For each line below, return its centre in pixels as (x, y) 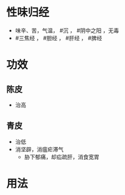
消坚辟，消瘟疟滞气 (39, 149)
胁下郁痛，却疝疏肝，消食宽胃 (62, 157)
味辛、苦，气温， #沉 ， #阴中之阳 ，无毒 (67, 30)
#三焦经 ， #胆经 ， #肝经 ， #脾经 (59, 38)
